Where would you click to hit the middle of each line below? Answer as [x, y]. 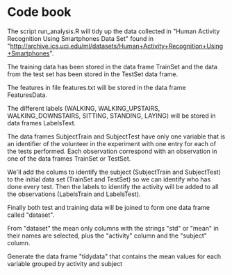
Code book [39, 12]
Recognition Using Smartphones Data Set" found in [81, 38]
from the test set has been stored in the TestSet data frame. [93, 74]
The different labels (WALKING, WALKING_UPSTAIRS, [84, 108]
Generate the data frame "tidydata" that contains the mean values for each [114, 256]
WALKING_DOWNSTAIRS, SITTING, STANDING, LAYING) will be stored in [111, 116]
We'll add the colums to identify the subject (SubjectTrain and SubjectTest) [114, 172]
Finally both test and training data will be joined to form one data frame [109, 207]
